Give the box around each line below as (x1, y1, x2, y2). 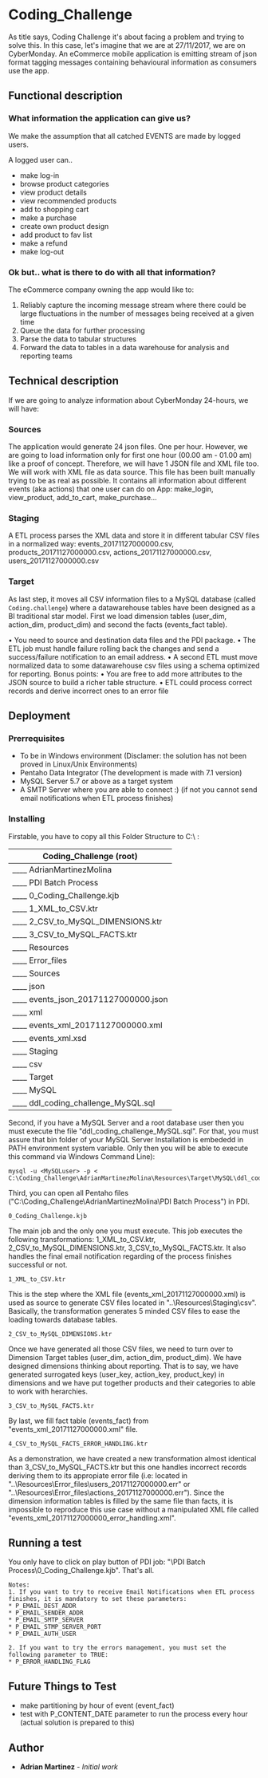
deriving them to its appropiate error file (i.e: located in (8, 1470, 188, 1480)
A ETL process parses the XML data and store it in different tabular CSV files (8, 530, 260, 540)
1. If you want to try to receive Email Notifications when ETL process (8, 1588, 255, 1596)
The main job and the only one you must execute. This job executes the (8, 1226, 243, 1236)
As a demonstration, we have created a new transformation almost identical (8, 1453, 257, 1463)
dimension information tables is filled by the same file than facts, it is (8, 1496, 234, 1505)
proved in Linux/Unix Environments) (19, 759, 138, 769)
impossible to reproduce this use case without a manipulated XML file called (8, 1504, 259, 1514)
